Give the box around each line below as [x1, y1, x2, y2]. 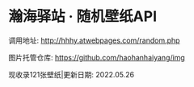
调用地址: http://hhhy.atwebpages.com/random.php [8, 35, 180, 45]
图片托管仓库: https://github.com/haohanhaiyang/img [8, 52, 186, 62]
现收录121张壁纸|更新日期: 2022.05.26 [8, 69, 135, 79]
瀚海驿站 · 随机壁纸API [8, 7, 158, 26]
